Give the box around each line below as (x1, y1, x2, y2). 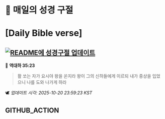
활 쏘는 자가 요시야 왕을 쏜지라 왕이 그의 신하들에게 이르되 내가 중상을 (17, 73, 152, 79)
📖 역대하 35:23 (5, 62, 35, 68)
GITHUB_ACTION (5, 106, 60, 115)
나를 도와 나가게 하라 (26, 79, 67, 85)
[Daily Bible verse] (5, 28, 82, 39)
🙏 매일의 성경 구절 (5, 4, 74, 16)
